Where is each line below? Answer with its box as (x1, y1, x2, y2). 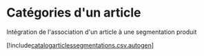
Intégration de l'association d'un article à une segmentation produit (6, 28, 197, 36)
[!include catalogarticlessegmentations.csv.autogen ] (6, 41, 154, 49)
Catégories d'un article (6, 5, 142, 21)
